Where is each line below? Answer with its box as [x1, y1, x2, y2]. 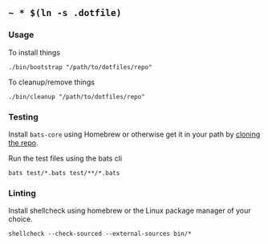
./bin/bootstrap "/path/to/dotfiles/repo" [8, 63, 152, 71]
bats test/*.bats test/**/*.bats [8, 169, 120, 177]
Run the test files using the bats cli [8, 153, 123, 163]
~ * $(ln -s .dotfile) [8, 7, 122, 19]
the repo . [8, 137, 39, 148]
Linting [8, 187, 36, 198]
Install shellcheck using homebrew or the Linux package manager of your [8, 205, 251, 216]
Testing [8, 111, 39, 122]
